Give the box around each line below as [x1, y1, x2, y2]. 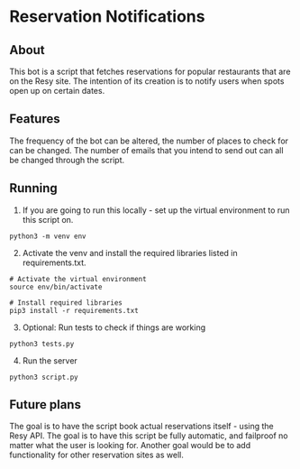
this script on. [22, 214, 74, 225]
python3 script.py [9, 372, 78, 382]
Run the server [22, 354, 78, 366]
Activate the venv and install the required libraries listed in [22, 247, 238, 258]
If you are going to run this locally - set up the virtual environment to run [22, 205, 290, 216]
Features [9, 111, 60, 127]
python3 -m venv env [9, 232, 87, 241]
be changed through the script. [9, 154, 125, 165]
